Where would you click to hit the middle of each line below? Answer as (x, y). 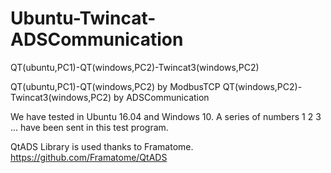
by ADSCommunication (161, 97)
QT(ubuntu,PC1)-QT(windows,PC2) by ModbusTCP (115, 86)
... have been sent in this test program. (89, 127)
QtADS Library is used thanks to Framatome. (102, 146)
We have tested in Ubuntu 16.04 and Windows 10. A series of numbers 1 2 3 (166, 116)
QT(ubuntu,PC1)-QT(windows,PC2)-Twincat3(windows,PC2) (135, 67)
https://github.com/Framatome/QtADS (89, 157)
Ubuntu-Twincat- (83, 18)
